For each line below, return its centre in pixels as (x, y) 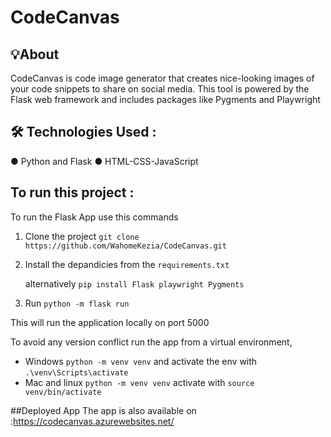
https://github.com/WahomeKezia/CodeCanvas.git (125, 246)
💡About (35, 54)
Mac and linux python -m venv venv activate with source (139, 382)
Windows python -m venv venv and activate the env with (141, 361)
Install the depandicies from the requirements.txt (127, 264)
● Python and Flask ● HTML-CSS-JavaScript (104, 161)
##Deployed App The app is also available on (103, 410)
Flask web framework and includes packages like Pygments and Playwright (165, 99)
